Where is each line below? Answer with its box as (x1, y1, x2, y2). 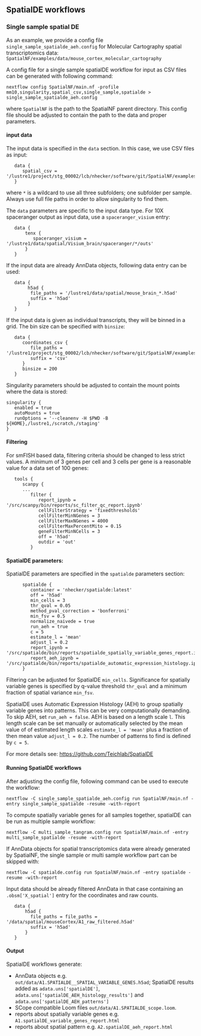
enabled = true (14, 405, 52, 411)
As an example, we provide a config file (6, 36, 103, 44)
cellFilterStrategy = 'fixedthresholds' (38, 508, 141, 514)
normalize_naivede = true (30, 619, 95, 625)
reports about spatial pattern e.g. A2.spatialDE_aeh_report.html (14, 1023, 173, 1030)
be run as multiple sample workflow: (6, 818, 96, 825)
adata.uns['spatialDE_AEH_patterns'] (14, 998, 109, 1005)
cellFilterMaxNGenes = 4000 (38, 518, 109, 524)
